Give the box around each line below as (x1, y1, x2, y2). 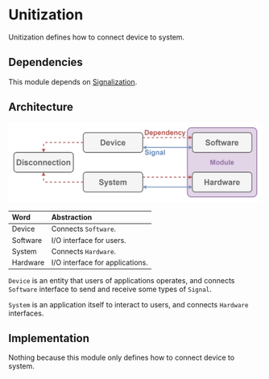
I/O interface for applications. (51, 257, 148, 267)
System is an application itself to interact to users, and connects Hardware (8, 299, 249, 309)
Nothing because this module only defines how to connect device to (8, 352, 235, 363)
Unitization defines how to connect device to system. (8, 32, 185, 42)
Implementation (8, 332, 90, 345)
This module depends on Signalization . (8, 76, 138, 86)
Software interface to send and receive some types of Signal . (8, 284, 212, 294)
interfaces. (8, 308, 44, 318)
